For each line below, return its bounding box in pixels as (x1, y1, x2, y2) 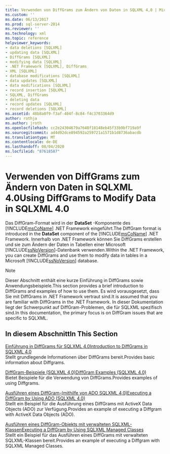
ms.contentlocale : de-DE (5, 139, 58, 145)
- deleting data (5, 97, 39, 102)
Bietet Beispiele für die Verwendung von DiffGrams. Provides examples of (5, 374, 158, 380)
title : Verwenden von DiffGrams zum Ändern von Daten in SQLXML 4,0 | (5, 7, 157, 13)
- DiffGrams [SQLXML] (5, 54, 51, 60)
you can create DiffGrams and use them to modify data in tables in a (5, 252, 148, 258)
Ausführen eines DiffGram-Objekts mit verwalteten (5, 421, 111, 427)
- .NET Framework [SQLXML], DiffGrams (5, 64, 87, 69)
